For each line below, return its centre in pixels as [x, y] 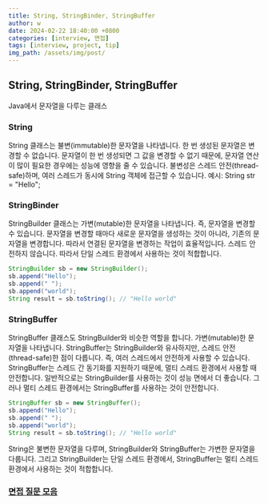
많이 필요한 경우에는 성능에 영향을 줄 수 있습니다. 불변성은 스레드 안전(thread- [138, 166]
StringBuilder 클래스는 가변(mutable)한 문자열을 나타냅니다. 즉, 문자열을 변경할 [132, 224]
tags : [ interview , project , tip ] [64, 46]
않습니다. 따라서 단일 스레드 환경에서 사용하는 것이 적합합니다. [125, 254]
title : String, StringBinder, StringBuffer [82, 16]
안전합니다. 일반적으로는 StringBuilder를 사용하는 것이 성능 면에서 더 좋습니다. [130, 378]
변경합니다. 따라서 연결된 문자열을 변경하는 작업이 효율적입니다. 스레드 [138, 244]
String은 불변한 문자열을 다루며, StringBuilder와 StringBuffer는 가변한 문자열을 [132, 449]
